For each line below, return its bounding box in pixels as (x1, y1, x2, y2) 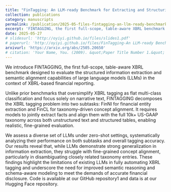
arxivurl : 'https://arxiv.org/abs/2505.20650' (5, 45, 106, 50)
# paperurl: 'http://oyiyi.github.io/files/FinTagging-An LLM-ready (5, 41, 154, 46)
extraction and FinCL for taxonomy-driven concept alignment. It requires (5, 106, 157, 112)
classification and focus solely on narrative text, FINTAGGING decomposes (5, 95, 162, 102)
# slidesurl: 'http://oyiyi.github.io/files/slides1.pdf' (5, 36, 131, 41)
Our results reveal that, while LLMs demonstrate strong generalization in (5, 143, 157, 149)
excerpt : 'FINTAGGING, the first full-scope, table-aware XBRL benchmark (5, 26, 165, 31)
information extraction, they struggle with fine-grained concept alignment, (5, 148, 161, 154)
